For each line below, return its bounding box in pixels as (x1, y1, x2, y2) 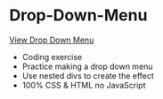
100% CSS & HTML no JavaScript (21, 80, 146, 90)
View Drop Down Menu (9, 34, 94, 45)
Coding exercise (21, 51, 83, 62)
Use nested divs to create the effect (21, 70, 154, 80)
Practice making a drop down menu (21, 61, 153, 72)
